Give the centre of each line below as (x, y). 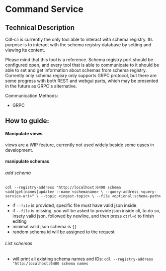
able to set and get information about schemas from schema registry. (76, 70)
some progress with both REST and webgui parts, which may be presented (82, 81)
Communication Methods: (32, 96)
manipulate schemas (27, 161)
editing (19, 221)
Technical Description (40, 28)
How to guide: (27, 121)
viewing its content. (25, 50)
